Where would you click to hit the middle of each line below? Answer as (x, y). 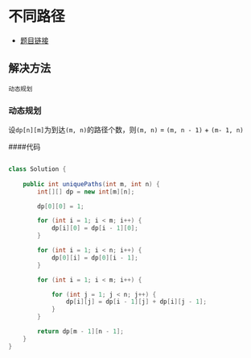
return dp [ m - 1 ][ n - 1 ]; (81, 331)
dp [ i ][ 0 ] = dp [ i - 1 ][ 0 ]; (95, 228)
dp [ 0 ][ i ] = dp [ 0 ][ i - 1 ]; (95, 258)
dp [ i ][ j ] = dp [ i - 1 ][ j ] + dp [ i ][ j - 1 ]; (136, 302)
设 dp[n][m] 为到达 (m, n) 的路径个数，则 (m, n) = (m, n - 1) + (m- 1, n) (126, 130)
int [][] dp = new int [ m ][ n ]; (86, 191)
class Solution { (37, 169)
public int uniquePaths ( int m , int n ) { (91, 184)
